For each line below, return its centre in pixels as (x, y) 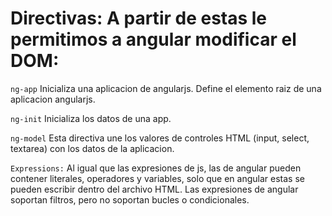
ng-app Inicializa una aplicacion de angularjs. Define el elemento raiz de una (166, 88)
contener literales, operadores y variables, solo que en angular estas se (157, 178)
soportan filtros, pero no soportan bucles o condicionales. (130, 199)
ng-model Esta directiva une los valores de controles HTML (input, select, (160, 138)
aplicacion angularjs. (53, 99)
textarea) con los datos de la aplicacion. (92, 148)
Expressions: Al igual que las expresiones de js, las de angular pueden (156, 168)
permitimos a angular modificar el (153, 39)
